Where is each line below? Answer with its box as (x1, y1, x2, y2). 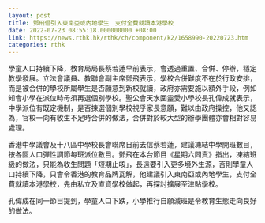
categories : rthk (8, 41, 65, 49)
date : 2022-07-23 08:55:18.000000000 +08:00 (8, 26, 157, 34)
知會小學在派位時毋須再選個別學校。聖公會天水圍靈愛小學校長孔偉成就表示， (8, 93, 257, 103)
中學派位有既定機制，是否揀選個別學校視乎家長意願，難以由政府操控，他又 (8, 104, 250, 113)
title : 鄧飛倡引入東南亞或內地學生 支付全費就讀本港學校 (8, 19, 174, 27)
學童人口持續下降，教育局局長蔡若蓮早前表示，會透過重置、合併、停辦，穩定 (8, 64, 257, 74)
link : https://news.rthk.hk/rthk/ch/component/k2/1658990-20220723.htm (8, 33, 248, 42)
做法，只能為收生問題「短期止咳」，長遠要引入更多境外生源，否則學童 (21, 160, 247, 169)
